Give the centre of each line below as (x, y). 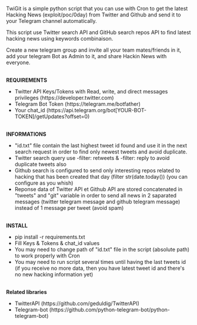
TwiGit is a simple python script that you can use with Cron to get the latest (97, 9)
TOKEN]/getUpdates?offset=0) (52, 116)
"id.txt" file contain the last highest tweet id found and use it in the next (101, 145)
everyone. (18, 62)
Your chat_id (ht (34, 110)
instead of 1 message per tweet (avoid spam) (69, 208)
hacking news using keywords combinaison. (60, 38)
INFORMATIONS (26, 134)
